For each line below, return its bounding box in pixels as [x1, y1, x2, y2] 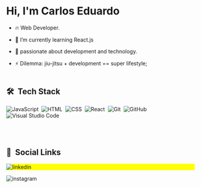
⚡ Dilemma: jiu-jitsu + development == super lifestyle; [14, 59, 148, 67]
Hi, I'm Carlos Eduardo [6, 4, 120, 18]
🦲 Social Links [6, 147, 61, 157]
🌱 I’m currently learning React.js [14, 36, 94, 43]
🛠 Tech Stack [6, 86, 61, 97]
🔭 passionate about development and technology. [14, 47, 138, 55]
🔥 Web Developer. [14, 24, 60, 31]
